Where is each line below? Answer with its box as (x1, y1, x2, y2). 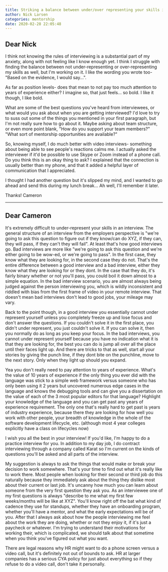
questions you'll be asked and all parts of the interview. (5, 451, 119, 457)
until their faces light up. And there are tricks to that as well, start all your (5, 346, 155, 352)
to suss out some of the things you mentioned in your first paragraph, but (5, 115, 156, 121)
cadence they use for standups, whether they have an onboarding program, (5, 503, 161, 509)
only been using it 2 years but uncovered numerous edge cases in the (5, 383, 149, 389)
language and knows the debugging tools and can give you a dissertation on (5, 388, 162, 394)
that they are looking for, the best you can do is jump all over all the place (5, 341, 156, 347)
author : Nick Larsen (5, 12, 48, 17)
